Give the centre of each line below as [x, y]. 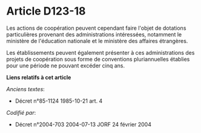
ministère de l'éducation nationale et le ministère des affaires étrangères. [97, 41]
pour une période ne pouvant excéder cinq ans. [66, 66]
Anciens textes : [26, 89]
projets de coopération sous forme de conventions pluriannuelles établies [98, 59]
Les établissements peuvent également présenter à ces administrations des [100, 52]
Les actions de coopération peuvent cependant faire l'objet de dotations [96, 28]
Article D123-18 [46, 11]
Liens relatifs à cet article [39, 77]
